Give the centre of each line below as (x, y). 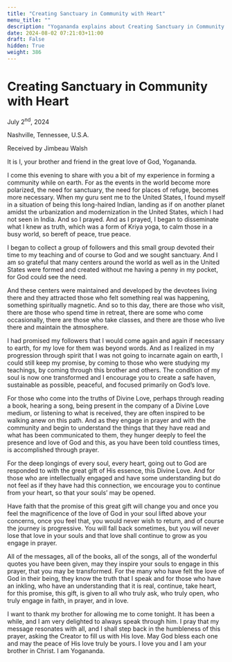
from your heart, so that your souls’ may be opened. (81, 493)
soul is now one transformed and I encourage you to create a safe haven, (111, 378)
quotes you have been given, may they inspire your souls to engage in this (113, 564)
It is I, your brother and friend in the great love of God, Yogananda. (102, 162)
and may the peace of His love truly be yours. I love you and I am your (107, 644)
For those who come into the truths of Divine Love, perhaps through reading (116, 399)
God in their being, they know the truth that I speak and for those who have (114, 579)
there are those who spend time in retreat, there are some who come (105, 313)
